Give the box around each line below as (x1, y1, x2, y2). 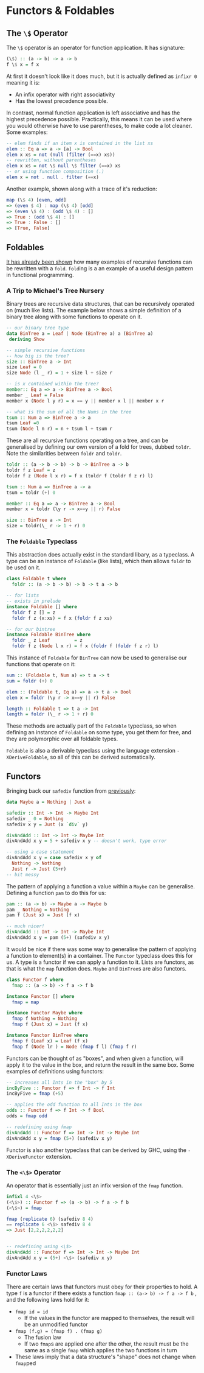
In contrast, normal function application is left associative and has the (6, 109, 180, 116)
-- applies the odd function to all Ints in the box (6, 1101, 143, 1108)
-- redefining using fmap (6, 1124, 72, 1130)
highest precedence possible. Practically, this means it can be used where (6, 115, 192, 122)
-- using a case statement (6, 849, 75, 855)
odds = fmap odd (6, 1113, 47, 1119)
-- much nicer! (6, 923, 45, 929)
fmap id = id (15, 1309, 49, 1315)
